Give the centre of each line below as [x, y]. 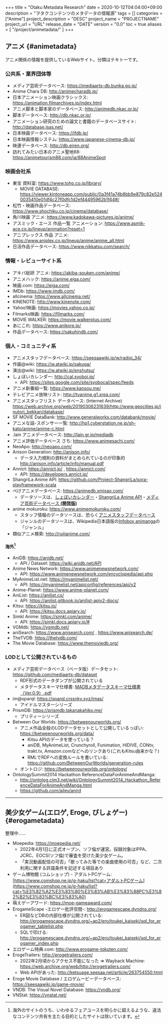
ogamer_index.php [39, 943]
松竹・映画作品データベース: [41, 206]
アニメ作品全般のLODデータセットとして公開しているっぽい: [82, 728]
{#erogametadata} [35, 821]
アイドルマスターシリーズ [46, 705]
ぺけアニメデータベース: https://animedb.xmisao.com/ [68, 491]
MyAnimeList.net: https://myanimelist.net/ [55, 579]
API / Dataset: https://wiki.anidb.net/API [60, 563]
